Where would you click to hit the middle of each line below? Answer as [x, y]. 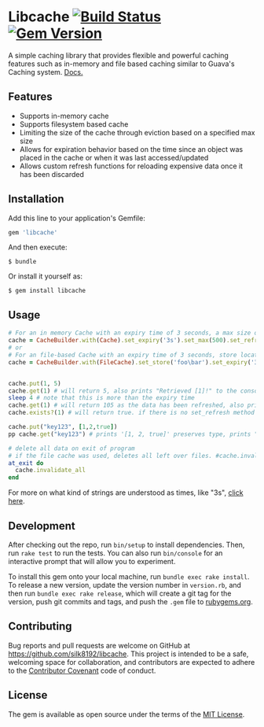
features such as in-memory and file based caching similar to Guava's [121, 64]
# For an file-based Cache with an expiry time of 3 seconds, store [123, 355]
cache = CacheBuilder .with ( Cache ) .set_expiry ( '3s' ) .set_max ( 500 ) [117, 341]
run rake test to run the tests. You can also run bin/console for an [115, 553]
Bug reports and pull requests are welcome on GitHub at [99, 645]
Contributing [40, 627]
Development [42, 526]
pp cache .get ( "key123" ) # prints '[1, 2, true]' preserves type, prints [130, 434]
